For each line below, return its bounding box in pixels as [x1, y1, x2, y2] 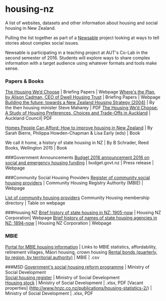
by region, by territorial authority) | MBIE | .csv [5, 254, 100, 260]
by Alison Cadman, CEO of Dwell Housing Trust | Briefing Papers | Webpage [5, 94, 161, 100]
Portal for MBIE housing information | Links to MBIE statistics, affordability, [5, 244, 157, 250]
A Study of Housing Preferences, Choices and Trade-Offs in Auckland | [5, 110, 151, 116]
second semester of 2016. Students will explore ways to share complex [5, 54, 150, 60]
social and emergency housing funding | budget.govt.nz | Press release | [5, 160, 154, 166]
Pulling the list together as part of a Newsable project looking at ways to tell [5, 35, 160, 41]
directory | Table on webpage [5, 200, 65, 206]
